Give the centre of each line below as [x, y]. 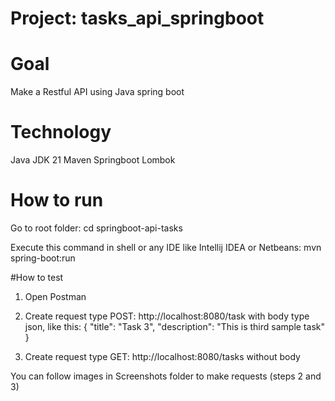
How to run [57, 200]
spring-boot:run [43, 258]
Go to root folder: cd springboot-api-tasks [96, 228]
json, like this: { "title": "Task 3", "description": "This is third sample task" [174, 326]
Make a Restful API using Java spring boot [97, 92]
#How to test [37, 277]
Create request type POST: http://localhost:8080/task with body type [167, 316]
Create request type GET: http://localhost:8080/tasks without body [162, 356]
